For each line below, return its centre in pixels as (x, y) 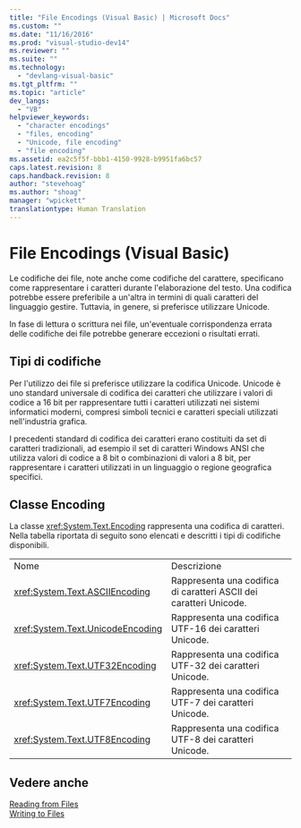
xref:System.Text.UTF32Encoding (85, 666)
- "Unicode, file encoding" (70, 142)
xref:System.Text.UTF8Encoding (82, 739)
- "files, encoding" (56, 134)
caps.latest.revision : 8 (56, 167)
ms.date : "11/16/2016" (52, 34)
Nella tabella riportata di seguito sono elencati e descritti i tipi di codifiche (145, 536)
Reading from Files (44, 804)
